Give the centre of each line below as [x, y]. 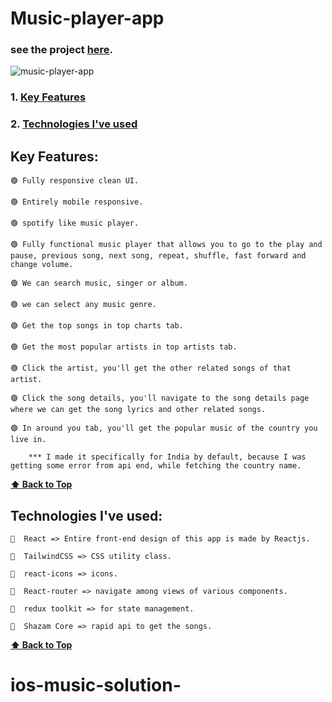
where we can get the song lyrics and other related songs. [138, 410]
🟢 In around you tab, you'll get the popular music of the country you [164, 428]
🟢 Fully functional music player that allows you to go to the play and [166, 245]
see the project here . [62, 50]
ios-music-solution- [96, 685]
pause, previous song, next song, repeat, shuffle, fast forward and [158, 256]
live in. [28, 440]
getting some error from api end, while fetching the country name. [156, 466]
